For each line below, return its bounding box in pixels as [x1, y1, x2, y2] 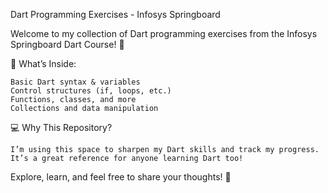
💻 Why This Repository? [10, 122, 113, 133]
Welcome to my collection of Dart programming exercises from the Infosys [10, 28, 318, 39]
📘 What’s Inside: [10, 58, 77, 69]
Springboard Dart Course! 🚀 [10, 39, 125, 50]
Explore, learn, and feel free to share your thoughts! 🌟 [10, 171, 232, 183]
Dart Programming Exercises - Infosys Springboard [10, 9, 221, 20]
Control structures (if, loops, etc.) [10, 86, 172, 96]
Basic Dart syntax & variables [10, 77, 141, 87]
